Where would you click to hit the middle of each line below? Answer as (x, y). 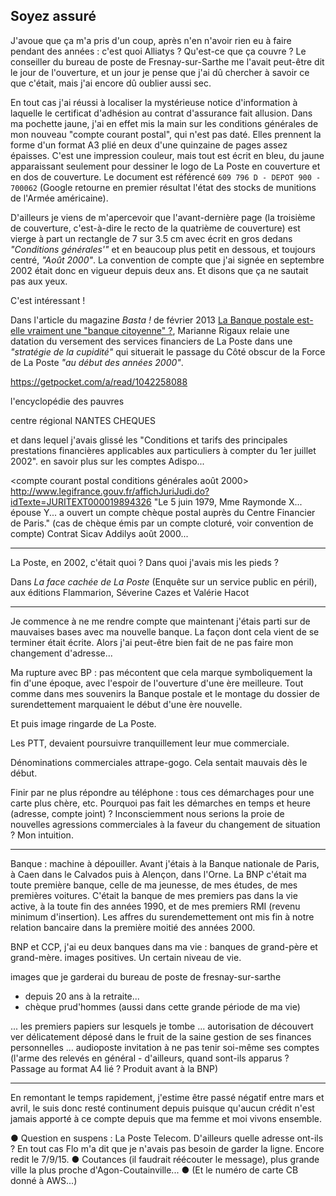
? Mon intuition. (42, 835)
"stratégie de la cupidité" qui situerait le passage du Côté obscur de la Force (168, 351)
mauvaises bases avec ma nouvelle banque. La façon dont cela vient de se (165, 631)
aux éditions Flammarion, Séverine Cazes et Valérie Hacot (130, 592)
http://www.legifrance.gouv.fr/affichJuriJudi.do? (110, 491)
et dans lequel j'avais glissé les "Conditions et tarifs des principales (149, 440)
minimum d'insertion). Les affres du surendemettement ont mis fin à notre (162, 916)
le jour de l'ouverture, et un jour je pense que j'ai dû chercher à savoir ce (160, 72)
